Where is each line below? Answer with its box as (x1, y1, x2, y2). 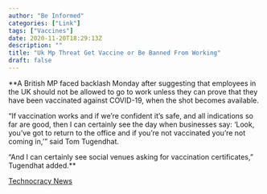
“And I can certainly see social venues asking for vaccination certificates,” (8, 152, 253, 161)
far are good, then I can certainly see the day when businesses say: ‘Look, (8, 119, 255, 129)
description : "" (8, 42, 63, 50)
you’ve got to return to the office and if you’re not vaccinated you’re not (8, 127, 246, 137)
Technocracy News (8, 176, 73, 185)
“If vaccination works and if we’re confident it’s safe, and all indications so (8, 111, 253, 120)
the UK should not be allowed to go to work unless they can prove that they (8, 87, 258, 96)
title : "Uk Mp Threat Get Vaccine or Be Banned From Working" (8, 49, 221, 57)
